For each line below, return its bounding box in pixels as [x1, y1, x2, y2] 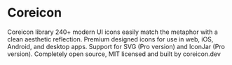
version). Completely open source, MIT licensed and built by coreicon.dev [7, 50, 221, 58]
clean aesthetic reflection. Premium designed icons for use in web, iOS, [7, 35, 214, 43]
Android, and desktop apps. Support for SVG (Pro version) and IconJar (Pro [7, 42, 226, 50]
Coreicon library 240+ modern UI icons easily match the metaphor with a [7, 28, 219, 36]
